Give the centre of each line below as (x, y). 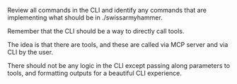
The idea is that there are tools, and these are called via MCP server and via (118, 44)
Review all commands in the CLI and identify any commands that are (107, 10)
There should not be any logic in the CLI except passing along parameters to (119, 65)
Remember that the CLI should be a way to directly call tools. (96, 31)
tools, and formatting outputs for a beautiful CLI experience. (95, 73)
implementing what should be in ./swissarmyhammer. (85, 17)
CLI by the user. (30, 52)
